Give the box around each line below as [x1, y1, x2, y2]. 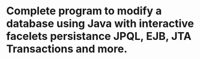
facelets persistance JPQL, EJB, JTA [6, 30, 192, 43]
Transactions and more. [6, 42, 128, 56]
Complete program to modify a [6, 4, 162, 18]
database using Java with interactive [6, 17, 194, 30]
